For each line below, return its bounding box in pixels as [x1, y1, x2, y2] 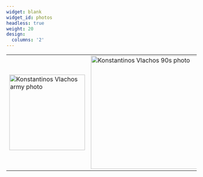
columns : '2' [11, 37, 45, 43]
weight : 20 [6, 25, 34, 32]
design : [6, 31, 26, 37]
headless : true [6, 20, 45, 26]
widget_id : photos [6, 14, 53, 21]
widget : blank [6, 8, 42, 15]
